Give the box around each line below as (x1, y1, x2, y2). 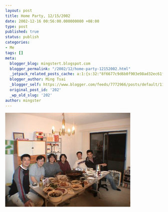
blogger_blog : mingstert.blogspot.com (9, 61, 91, 66)
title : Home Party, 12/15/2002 (5, 13, 70, 19)
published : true (5, 29, 39, 35)
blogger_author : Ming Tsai (9, 77, 66, 82)
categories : (5, 40, 30, 45)
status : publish (5, 35, 39, 40)
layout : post (5, 8, 32, 13)
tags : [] (5, 50, 23, 55)
